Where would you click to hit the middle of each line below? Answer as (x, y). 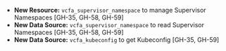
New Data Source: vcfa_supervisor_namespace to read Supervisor (109, 25)
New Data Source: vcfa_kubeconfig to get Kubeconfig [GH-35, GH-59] (117, 40)
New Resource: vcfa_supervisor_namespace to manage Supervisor (110, 10)
